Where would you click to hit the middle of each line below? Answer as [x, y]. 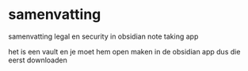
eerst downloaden [38, 60]
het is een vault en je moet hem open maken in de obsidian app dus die [124, 51]
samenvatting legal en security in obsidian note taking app [103, 36]
